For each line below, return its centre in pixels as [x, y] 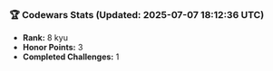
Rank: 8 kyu [45, 38]
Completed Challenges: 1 [71, 57]
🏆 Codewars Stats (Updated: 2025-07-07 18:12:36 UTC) [137, 14]
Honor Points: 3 [53, 48]
